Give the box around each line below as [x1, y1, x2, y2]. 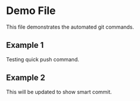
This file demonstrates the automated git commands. [6, 23, 134, 30]
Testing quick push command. [6, 55, 79, 62]
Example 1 [6, 40, 44, 50]
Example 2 [6, 73, 45, 83]
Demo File [6, 4, 56, 18]
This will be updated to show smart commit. [6, 88, 112, 95]
